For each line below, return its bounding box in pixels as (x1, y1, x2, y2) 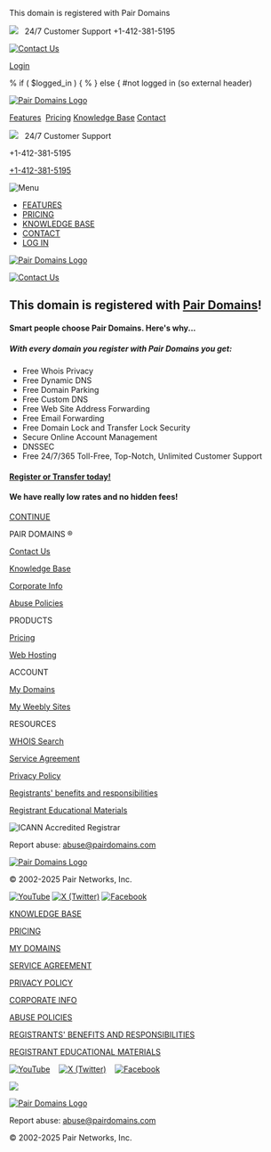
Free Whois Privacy (21, 365, 94, 376)
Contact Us (9, 545, 51, 556)
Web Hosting (9, 650, 57, 660)
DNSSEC (21, 441, 55, 452)
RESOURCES (9, 718, 57, 729)
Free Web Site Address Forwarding (21, 403, 151, 413)
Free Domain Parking (21, 384, 100, 395)
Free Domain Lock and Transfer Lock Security (21, 422, 191, 433)
